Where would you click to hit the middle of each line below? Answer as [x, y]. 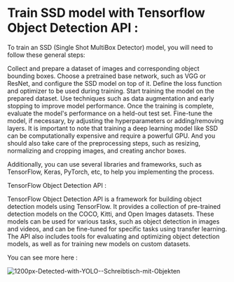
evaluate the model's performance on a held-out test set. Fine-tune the [110, 113]
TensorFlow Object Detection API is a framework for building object [104, 199]
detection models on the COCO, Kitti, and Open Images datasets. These [111, 214]
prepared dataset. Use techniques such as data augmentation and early [111, 98]
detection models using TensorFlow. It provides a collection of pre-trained [114, 206]
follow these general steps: [46, 55]
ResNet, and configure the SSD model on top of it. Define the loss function [115, 83]
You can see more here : [43, 257]
